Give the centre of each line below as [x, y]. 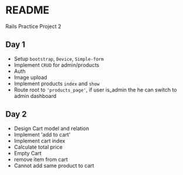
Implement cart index [39, 141]
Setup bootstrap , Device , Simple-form [59, 58]
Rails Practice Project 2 [34, 26]
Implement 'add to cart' [42, 134]
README [27, 10]
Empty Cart [27, 153]
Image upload [30, 77]
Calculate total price [38, 147]
